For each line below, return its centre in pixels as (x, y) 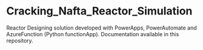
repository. (20, 40)
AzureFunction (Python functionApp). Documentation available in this (93, 34)
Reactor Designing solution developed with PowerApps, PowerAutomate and (101, 28)
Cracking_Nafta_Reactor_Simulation (99, 11)
